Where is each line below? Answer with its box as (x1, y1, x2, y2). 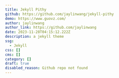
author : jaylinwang (5, 20, 45, 26)
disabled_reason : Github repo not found (5, 66, 88, 71)
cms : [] (5, 52, 21, 57)
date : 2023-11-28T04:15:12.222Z (5, 30, 70, 34)
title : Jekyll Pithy (5, 7, 47, 12)
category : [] (5, 57, 32, 62)
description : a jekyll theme (5, 34, 64, 39)
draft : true (5, 61, 29, 66)
